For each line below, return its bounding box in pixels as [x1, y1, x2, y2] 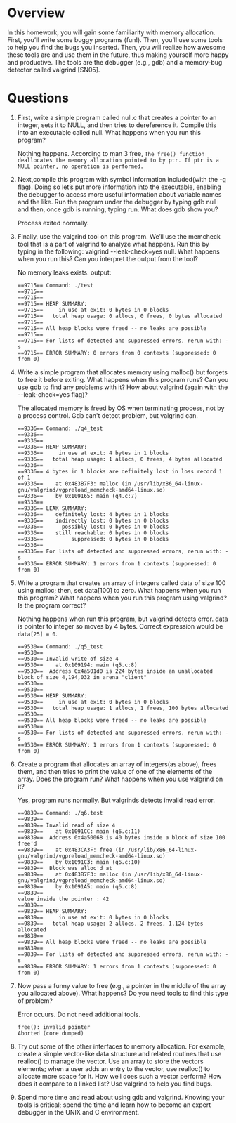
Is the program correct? [17, 600, 86, 609]
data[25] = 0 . [17, 629, 58, 638]
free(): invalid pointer [17, 1023, 91, 1030]
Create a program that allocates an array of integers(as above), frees [17, 760, 217, 768]
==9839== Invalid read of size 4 [17, 822, 116, 829]
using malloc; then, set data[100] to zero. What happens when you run [17, 586, 221, 594]
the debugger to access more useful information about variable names [17, 190, 222, 198]
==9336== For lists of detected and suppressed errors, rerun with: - [17, 548, 229, 555]
